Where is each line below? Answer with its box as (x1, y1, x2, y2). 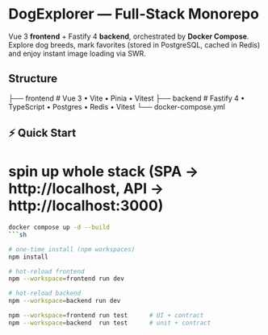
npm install (8, 253, 48, 261)
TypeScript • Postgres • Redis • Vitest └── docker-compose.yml (8, 101, 226, 111)
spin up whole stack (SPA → (8, 163, 199, 181)
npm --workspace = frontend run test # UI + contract (8, 312, 204, 320)
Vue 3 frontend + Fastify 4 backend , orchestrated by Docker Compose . (8, 31, 249, 41)
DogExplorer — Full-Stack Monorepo (8, 5, 260, 23)
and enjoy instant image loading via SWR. (8, 48, 147, 58)
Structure (8, 72, 58, 85)
